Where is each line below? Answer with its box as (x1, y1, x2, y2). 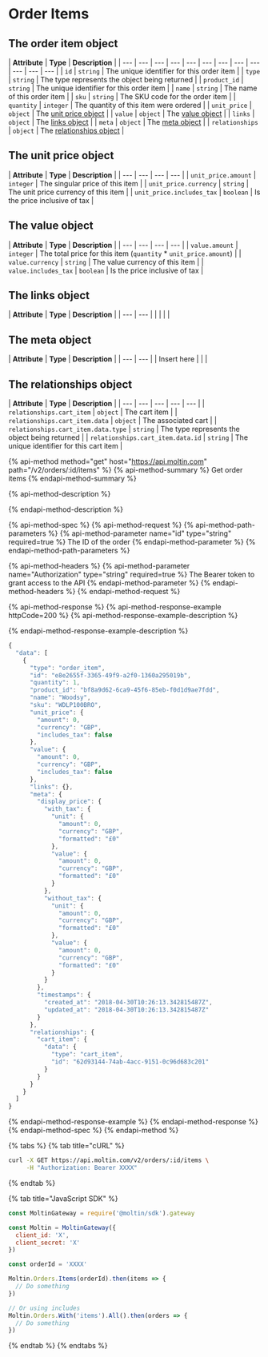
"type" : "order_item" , (29, 664, 106, 672)
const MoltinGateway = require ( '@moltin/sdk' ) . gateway (8, 1209, 195, 1217)
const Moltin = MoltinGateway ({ (8, 1223, 116, 1231)
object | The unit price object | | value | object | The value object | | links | (8, 109, 255, 118)
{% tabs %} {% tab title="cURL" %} (8, 1141, 126, 1151)
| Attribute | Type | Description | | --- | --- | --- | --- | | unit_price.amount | (8, 170, 256, 180)
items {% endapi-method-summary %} (8, 473, 138, 484)
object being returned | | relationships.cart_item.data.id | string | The (8, 433, 249, 442)
